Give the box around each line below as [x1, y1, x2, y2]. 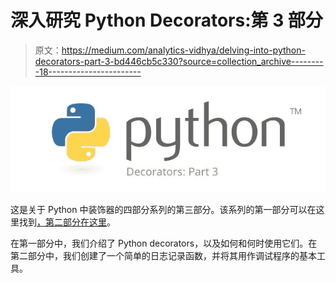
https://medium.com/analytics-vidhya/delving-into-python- [61, 44, 306, 56]
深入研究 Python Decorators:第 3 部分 [10, 9, 323, 32]
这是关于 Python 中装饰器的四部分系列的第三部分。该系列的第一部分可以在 [10, 204, 317, 216]
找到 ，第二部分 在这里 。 [18, 216, 116, 228]
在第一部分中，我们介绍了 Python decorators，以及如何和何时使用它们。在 [10, 237, 318, 250]
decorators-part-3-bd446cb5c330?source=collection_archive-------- [34, 55, 324, 67]
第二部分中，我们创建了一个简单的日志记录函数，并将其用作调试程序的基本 [10, 250, 317, 262]
